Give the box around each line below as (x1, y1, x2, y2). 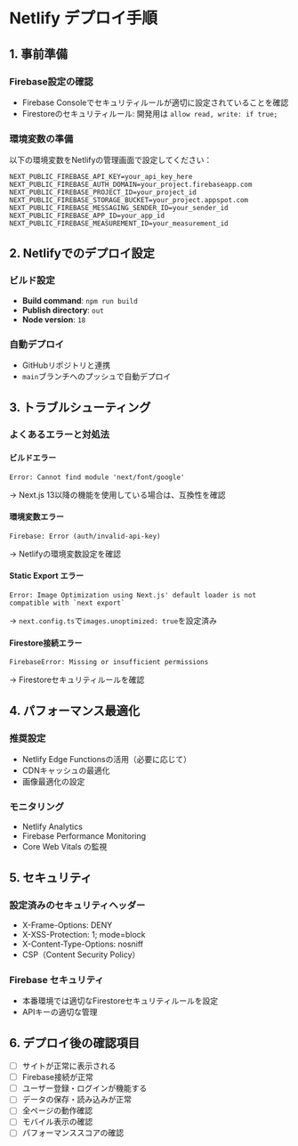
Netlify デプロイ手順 (9, 8, 158, 28)
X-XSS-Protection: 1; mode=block (21, 929, 146, 939)
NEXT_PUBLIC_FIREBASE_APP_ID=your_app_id (9, 211, 165, 221)
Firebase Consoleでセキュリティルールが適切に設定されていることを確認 (21, 97, 289, 108)
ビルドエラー (9, 452, 56, 463)
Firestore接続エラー (9, 638, 83, 648)
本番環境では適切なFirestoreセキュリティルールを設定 (21, 996, 219, 1006)
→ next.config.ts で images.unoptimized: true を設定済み (9, 615, 218, 626)
